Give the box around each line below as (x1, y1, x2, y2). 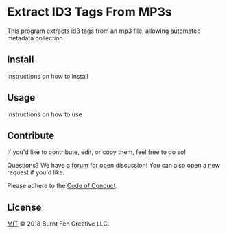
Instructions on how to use (7, 110, 82, 118)
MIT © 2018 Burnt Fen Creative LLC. (7, 220, 110, 228)
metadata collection (7, 34, 63, 42)
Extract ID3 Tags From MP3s (7, 4, 173, 20)
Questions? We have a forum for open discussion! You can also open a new (7, 161, 221, 170)
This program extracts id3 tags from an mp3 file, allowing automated (7, 27, 201, 35)
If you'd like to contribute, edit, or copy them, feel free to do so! (7, 148, 187, 156)
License (7, 201, 42, 213)
